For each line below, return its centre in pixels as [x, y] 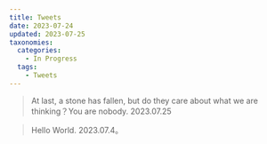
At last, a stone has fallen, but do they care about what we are [144, 100]
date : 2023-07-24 [41, 26]
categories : [40, 51]
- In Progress [51, 59]
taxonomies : [31, 42]
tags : [28, 68]
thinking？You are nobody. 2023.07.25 [101, 111]
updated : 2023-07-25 [48, 34]
